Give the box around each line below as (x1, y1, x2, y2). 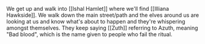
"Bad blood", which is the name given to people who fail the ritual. (6, 31, 173, 38)
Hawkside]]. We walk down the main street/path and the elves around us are (6, 11, 199, 19)
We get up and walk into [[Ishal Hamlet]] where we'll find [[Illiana (6, 5, 170, 12)
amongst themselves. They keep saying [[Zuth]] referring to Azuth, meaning (6, 24, 198, 31)
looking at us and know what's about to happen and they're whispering (6, 18, 185, 25)
